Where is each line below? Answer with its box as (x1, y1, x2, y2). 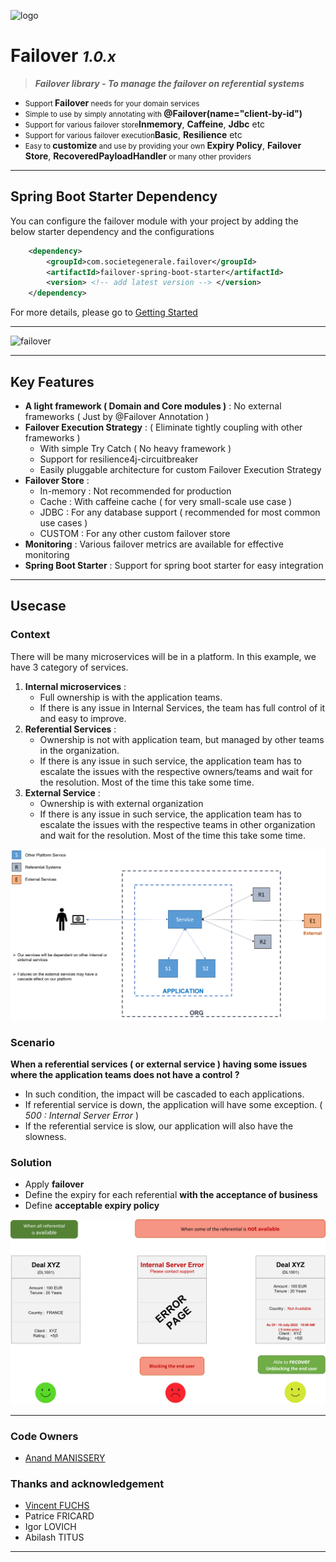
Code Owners (10, 1429, 79, 1443)
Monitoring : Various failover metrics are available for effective (24, 538, 284, 550)
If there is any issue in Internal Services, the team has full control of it (39, 701, 326, 714)
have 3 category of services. (10, 661, 129, 673)
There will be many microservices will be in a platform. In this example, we (10, 650, 317, 662)
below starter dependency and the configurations (10, 225, 215, 237)
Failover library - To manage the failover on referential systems (34, 77, 305, 89)
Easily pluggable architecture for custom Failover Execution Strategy (39, 463, 322, 475)
